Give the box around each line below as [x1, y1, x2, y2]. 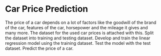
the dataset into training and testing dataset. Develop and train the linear [5, 35, 150, 41]
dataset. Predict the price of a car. [5, 45, 74, 51]
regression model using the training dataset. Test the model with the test [5, 40, 151, 46]
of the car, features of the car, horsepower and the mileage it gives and [5, 24, 148, 30]
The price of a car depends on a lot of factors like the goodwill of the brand [5, 19, 157, 25]
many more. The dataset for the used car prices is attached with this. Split [5, 30, 154, 36]
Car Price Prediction [5, 3, 88, 15]
